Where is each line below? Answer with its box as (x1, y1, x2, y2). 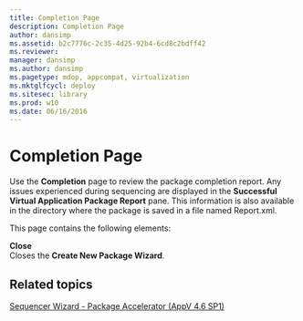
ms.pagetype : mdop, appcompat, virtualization (9, 73, 190, 82)
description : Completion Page (9, 22, 125, 31)
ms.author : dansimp (9, 65, 84, 74)
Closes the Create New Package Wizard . (9, 250, 165, 261)
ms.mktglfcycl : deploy (9, 81, 96, 90)
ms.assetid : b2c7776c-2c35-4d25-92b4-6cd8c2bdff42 (9, 38, 206, 48)
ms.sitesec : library (9, 89, 89, 98)
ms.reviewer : (9, 47, 59, 57)
